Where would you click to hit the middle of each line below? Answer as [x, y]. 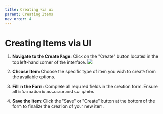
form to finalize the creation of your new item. [58, 106]
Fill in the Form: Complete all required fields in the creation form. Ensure [85, 87]
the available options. [33, 77]
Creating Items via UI [48, 43]
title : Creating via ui [29, 10]
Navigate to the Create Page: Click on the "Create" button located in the [85, 56]
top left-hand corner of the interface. [49, 62]
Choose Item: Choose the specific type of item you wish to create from [84, 72]
